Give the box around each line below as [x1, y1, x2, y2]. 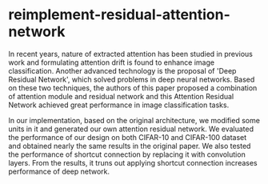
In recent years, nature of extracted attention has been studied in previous [8, 49, 254, 58]
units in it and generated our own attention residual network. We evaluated [8, 124, 254, 134]
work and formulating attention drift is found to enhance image [8, 58, 214, 67]
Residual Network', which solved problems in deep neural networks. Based [8, 74, 255, 84]
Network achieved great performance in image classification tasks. [8, 100, 230, 110]
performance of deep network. [8, 166, 110, 176]
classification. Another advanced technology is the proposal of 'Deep [8, 66, 237, 75]
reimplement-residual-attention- [8, 6, 230, 24]
